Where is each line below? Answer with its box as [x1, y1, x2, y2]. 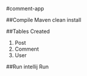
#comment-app [6, 5, 44, 12]
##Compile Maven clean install [6, 16, 82, 23]
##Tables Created [6, 28, 50, 35]
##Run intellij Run [6, 63, 49, 70]
